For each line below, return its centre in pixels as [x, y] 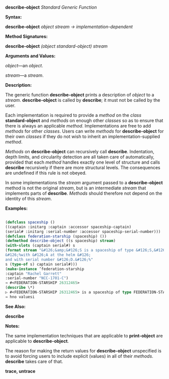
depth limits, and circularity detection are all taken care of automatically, [80, 157]
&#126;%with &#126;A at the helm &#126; [48, 255]
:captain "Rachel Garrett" [33, 274]
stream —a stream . [24, 75]
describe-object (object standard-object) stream [57, 46]
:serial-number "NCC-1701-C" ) [37, 278]
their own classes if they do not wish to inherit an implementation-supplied [82, 137]
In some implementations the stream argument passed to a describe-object [84, 182]
